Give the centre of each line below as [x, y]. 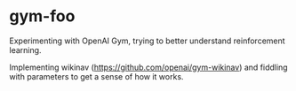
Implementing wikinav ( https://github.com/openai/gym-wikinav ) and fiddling [148, 67]
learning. [25, 49]
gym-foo [42, 16]
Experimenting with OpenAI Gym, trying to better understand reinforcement [148, 41]
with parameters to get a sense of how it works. [96, 76]
